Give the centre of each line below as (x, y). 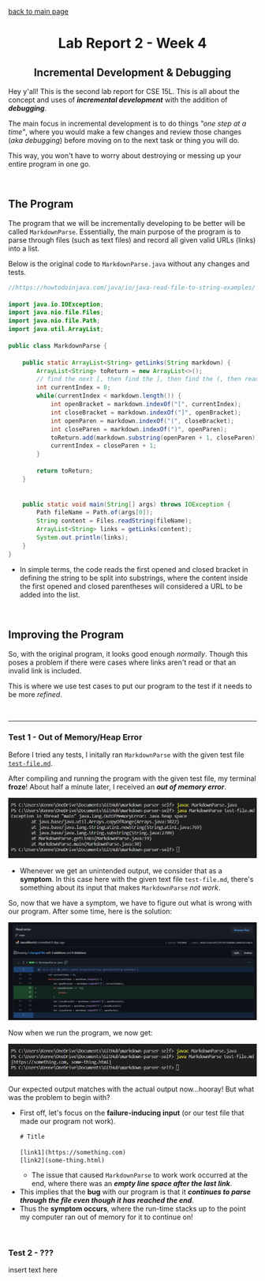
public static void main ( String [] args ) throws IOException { (127, 504)
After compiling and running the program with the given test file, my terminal (132, 778)
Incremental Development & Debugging (132, 72)
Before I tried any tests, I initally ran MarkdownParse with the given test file (126, 755)
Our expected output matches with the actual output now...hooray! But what (131, 1089)
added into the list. (50, 594)
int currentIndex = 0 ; (74, 388)
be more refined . (35, 694)
